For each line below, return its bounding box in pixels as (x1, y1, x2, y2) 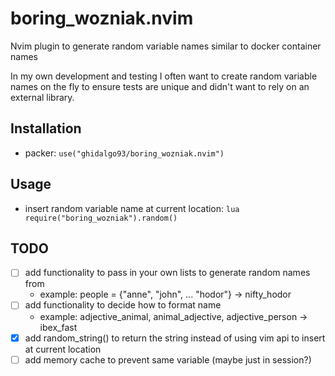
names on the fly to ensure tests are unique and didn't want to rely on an (10, 80, 310, 92)
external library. (10, 91, 75, 103)
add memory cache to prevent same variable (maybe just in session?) (24, 353, 312, 366)
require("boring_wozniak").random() (24, 213, 178, 223)
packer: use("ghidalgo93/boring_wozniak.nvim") (24, 147, 225, 159)
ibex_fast (39, 321, 78, 333)
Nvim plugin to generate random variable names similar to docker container (10, 40, 322, 52)
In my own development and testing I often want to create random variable (10, 70, 318, 82)
